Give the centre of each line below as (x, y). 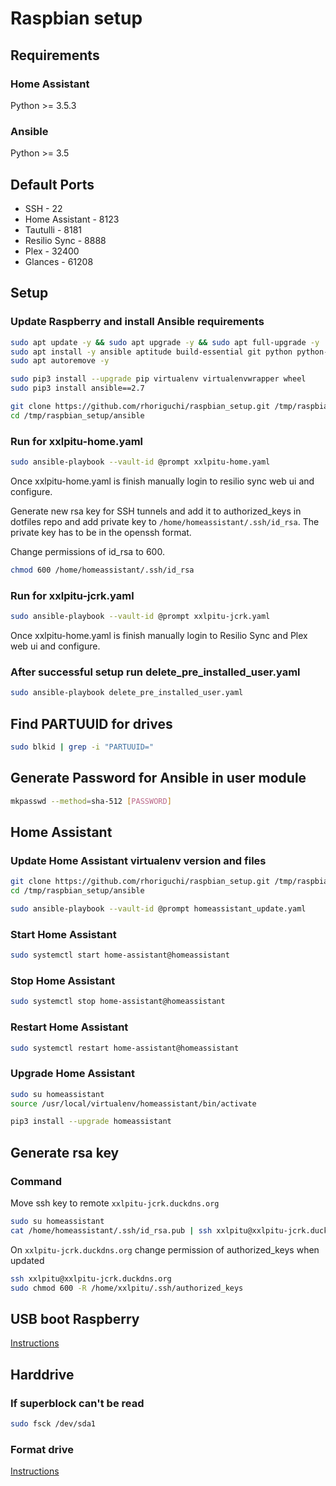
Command (36, 1181)
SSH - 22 (43, 208)
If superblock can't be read (77, 1403)
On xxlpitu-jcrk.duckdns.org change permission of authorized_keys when (165, 1249)
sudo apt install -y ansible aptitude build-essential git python (151, 352)
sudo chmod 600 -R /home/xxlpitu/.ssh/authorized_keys (127, 1288)
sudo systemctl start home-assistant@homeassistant (120, 955)
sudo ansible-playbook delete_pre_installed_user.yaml (127, 693)
